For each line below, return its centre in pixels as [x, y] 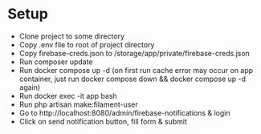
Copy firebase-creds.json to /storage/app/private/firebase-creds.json [135, 53]
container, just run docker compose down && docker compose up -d [133, 79]
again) [30, 87]
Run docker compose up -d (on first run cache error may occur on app [136, 70]
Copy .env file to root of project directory [87, 44]
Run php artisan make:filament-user [78, 104]
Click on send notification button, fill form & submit [103, 121]
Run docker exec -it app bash [68, 95]
